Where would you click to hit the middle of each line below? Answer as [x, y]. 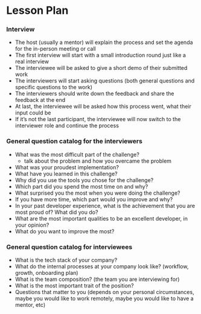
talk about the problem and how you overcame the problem [98, 161]
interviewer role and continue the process [67, 126]
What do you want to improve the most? [65, 231]
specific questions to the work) [53, 87]
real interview [32, 61]
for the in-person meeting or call [55, 49]
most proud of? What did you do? [56, 212]
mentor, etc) [30, 305]
